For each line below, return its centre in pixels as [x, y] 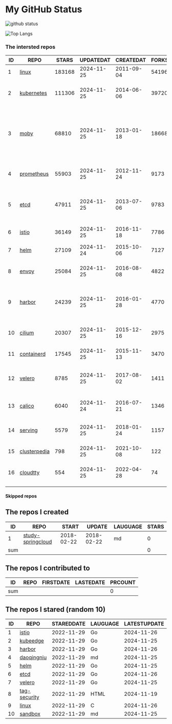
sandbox [30, 714]
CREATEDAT [131, 60]
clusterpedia [35, 451]
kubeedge [32, 641]
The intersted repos [30, 47]
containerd [33, 354]
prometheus [34, 174]
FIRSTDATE [56, 582]
